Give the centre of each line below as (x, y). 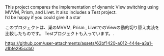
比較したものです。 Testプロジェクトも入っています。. (60, 33)
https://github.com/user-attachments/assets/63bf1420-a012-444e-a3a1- (79, 43)
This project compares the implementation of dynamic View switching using (82, 7)
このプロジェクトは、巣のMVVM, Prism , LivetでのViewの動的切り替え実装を (82, 27)
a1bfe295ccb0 (20, 48)
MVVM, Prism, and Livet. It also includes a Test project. (61, 12)
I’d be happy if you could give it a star (43, 17)
